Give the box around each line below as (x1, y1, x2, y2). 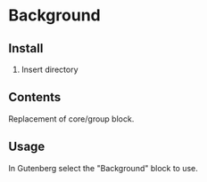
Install (8, 41, 44, 56)
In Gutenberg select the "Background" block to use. (8, 162, 198, 173)
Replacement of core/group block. (8, 113, 135, 124)
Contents (8, 90, 62, 105)
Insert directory (21, 64, 79, 75)
